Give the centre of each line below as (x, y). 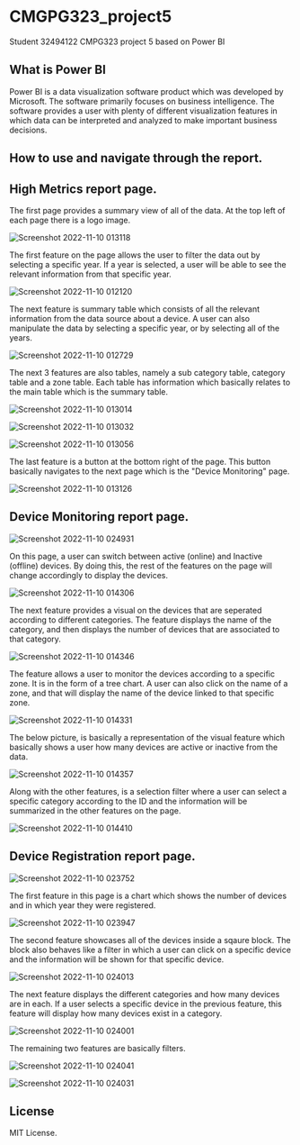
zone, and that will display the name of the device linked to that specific (142, 693)
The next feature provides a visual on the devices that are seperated (136, 610)
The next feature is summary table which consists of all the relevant (135, 309)
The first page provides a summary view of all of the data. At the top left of (147, 210)
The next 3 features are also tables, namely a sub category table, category (147, 372)
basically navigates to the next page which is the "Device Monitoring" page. (150, 471)
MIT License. (33, 1133)
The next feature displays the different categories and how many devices (145, 994)
